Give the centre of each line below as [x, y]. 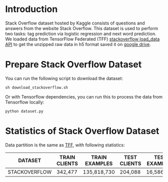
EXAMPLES [99, 163]
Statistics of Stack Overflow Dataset [82, 131]
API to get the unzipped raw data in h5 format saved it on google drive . [78, 44]
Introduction [31, 9]
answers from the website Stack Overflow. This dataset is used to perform [82, 28]
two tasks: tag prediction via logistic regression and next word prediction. [81, 33]
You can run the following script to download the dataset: [64, 78]
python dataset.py [24, 111]
